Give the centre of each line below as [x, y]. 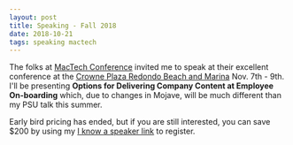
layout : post [33, 17]
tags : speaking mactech [53, 42]
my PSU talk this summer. [56, 105]
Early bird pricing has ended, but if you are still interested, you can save [140, 122]
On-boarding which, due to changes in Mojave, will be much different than [145, 95]
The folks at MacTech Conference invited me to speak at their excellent [139, 67]
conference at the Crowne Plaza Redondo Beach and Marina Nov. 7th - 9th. [147, 77]
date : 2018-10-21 [41, 34]
